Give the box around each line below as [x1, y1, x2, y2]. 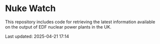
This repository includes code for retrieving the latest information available [5, 19, 156, 25]
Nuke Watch [5, 3, 56, 14]
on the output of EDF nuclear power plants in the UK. [5, 24, 112, 29]
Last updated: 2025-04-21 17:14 [5, 33, 69, 39]
